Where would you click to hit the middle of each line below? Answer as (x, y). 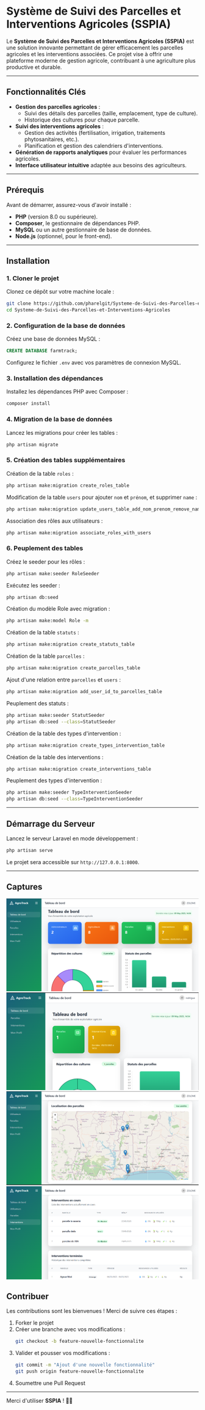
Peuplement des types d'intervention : (54, 780)
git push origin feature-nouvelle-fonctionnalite (80, 1372)
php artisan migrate (33, 445)
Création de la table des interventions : (55, 757)
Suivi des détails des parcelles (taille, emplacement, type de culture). (111, 113)
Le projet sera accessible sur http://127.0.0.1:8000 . (73, 862)
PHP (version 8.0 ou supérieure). (56, 216)
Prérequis (25, 190)
